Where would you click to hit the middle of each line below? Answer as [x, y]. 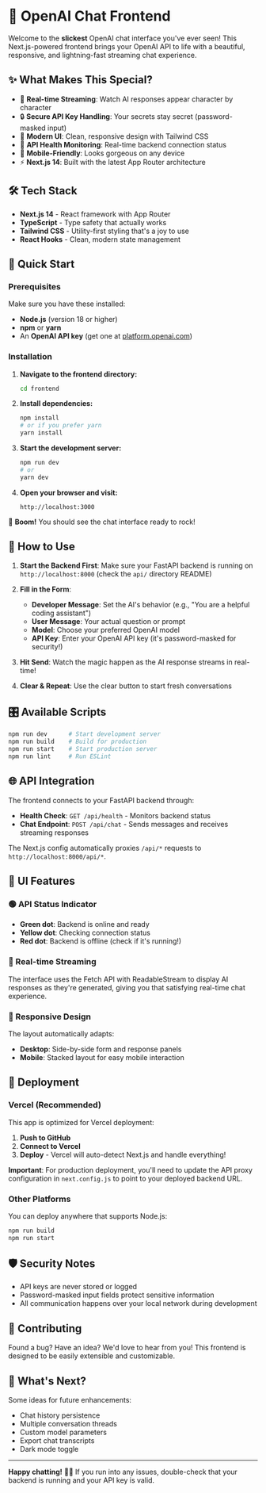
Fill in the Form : [46, 589]
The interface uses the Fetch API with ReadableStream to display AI [118, 979]
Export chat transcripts [57, 1441]
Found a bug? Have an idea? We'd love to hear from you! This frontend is [127, 1348]
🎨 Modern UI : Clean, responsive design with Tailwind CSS [114, 136]
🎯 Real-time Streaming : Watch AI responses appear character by [126, 99]
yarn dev [34, 477]
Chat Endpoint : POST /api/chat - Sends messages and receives [124, 824]
